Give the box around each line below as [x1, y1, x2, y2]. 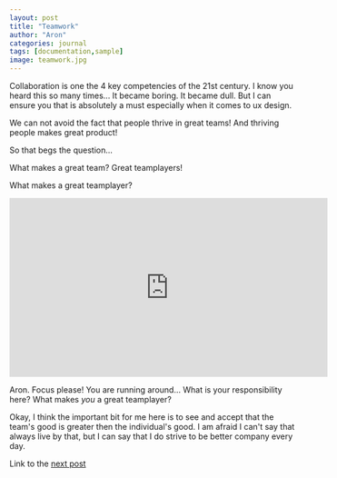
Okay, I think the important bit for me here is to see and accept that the [9, 412, 274, 423]
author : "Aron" [9, 30, 67, 39]
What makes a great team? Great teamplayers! [9, 163, 183, 173]
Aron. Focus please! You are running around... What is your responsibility [9, 384, 283, 395]
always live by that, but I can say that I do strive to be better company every [9, 431, 293, 442]
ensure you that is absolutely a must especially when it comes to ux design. [9, 100, 292, 110]
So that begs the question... [9, 144, 114, 155]
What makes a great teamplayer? [9, 180, 134, 191]
